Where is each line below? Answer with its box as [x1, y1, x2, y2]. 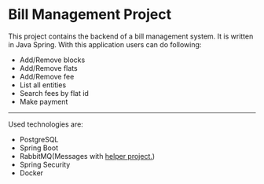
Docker [19, 167, 44, 178]
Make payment [19, 97, 68, 106]
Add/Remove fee [19, 72, 75, 81]
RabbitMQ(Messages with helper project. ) [19, 151, 156, 160]
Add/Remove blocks [19, 55, 86, 64]
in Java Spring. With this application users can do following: [8, 39, 202, 49]
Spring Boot [19, 143, 59, 153]
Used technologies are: [8, 120, 84, 129]
